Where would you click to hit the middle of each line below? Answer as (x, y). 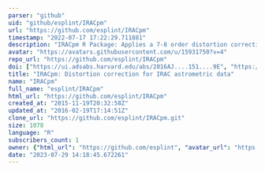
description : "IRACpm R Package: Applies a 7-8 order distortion (118, 45)
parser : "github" (37, 15)
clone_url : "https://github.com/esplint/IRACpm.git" (97, 118)
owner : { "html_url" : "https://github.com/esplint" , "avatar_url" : (119, 147)
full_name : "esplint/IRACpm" (56, 89)
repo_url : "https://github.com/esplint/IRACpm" (88, 60)
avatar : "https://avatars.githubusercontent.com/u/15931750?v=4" (118, 52)
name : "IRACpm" (33, 81)
